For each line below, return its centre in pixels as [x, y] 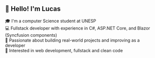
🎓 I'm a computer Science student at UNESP [51, 21]
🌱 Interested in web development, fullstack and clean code [64, 50]
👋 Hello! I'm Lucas [33, 9]
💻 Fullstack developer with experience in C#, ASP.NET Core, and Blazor [77, 28]
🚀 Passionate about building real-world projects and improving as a [72, 40]
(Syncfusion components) [31, 35]
